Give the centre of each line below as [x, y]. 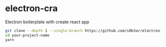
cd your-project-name [27, 35]
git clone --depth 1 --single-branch [44, 31]
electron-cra [31, 8]
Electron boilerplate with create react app [47, 22]
